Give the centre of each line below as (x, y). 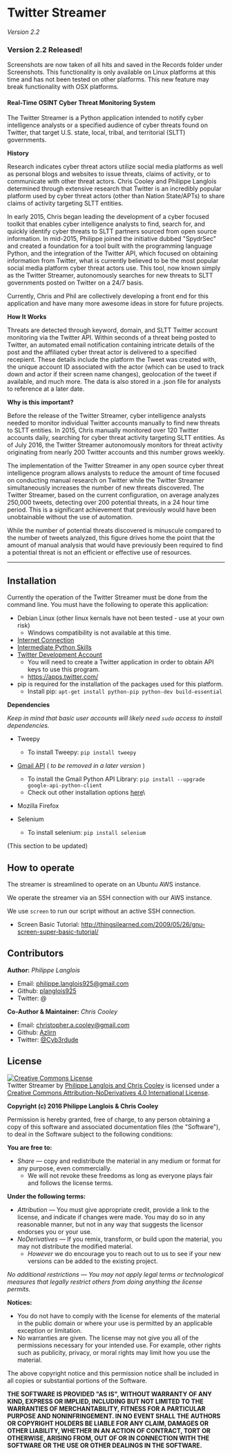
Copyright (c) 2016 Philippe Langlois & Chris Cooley (83, 1106)
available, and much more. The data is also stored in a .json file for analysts (114, 382)
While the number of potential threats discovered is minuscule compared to (114, 530)
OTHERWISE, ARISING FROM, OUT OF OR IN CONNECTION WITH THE (108, 1438)
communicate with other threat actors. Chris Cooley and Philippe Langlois (112, 182)
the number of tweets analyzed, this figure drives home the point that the (111, 538)
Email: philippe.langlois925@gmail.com (73, 983)
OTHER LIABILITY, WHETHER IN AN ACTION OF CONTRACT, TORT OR (109, 1430)
